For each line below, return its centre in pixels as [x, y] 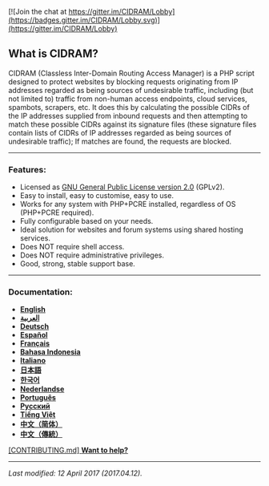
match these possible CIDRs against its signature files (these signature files [132, 124]
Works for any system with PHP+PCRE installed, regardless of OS [128, 205]
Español [34, 335]
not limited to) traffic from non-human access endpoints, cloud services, [128, 99]
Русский [35, 406]
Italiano [33, 361]
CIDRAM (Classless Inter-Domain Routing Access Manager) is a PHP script [131, 73]
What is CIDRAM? [53, 54]
